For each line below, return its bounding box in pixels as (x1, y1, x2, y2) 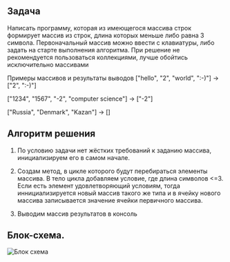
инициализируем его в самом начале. (17, 153, 130, 161)
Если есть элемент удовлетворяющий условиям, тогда (17, 181, 181, 190)
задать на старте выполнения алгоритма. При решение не (7, 46, 180, 54)
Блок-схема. (7, 230, 65, 241)
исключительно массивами (7, 60, 89, 68)
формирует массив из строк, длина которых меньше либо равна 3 (7, 31, 204, 39)
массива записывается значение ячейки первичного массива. (17, 196, 203, 204)
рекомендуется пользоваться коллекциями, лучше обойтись (7, 53, 189, 61)
